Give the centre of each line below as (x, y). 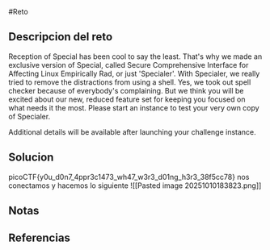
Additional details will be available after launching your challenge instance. (132, 131)
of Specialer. (30, 116)
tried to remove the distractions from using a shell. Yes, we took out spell (130, 82)
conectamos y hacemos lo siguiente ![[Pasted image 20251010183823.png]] (135, 185)
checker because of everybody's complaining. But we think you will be (126, 90)
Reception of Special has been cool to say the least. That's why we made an (135, 56)
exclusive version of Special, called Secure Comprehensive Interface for (129, 65)
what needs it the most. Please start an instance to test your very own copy (134, 107)
